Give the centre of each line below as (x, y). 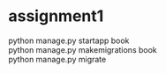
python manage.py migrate (57, 59)
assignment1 (56, 16)
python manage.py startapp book (69, 40)
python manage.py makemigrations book (83, 49)
